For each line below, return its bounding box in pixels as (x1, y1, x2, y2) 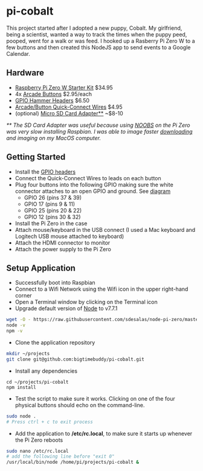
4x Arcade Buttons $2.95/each (14, 90, 92, 98)
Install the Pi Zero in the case (14, 220, 88, 227)
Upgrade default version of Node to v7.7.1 (14, 305, 118, 312)
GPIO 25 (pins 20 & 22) (24, 206, 82, 214)
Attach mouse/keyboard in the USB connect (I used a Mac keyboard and (14, 226, 196, 233)
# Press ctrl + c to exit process (6, 419, 94, 425)
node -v (6, 322, 26, 328)
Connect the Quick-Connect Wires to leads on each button (14, 174, 161, 181)
